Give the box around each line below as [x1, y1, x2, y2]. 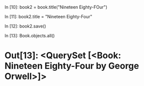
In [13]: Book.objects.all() [4, 33, 55, 38]
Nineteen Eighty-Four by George [4, 60, 139, 72]
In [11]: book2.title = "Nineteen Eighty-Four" [4, 14, 93, 19]
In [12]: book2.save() [4, 23, 47, 29]
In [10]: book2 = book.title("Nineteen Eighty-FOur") [4, 4, 107, 10]
